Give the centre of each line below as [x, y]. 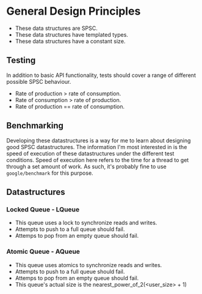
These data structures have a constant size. [70, 41]
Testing [21, 60]
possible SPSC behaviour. [39, 81]
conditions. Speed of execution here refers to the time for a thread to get [98, 160]
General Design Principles [74, 11]
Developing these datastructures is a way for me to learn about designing [99, 140]
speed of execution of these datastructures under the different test [90, 153]
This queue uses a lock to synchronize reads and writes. [86, 223]
